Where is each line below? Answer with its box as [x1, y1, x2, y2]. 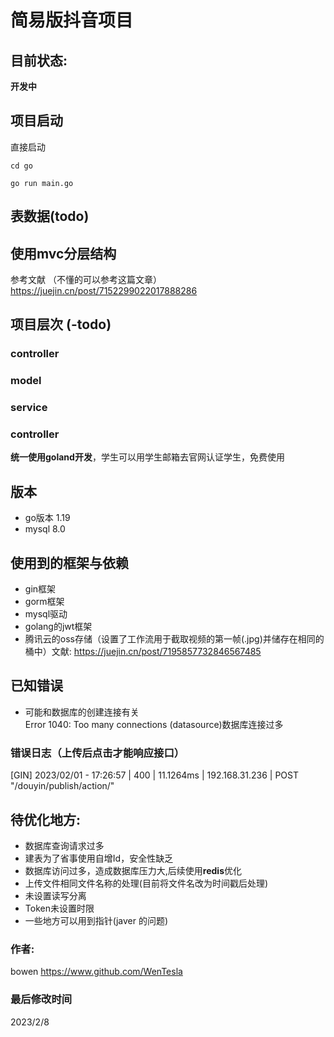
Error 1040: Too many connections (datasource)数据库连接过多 [24, 718, 284, 730]
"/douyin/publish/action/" [10, 780, 115, 792]
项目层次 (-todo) [10, 316, 112, 333]
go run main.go [10, 178, 74, 188]
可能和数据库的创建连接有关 [24, 706, 140, 718]
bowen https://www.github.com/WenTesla [10, 966, 183, 978]
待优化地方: [10, 811, 82, 828]
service [10, 401, 48, 415]
